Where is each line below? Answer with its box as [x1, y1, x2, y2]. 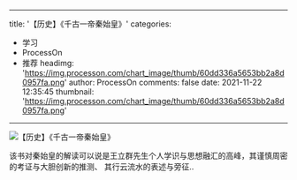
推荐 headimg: [21, 58, 75, 68]
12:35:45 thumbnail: [21, 86, 95, 97]
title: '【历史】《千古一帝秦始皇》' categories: [9, 19, 172, 29]
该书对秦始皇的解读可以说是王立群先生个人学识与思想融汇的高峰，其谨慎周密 [9, 151, 288, 161]
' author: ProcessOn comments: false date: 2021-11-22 [64, 77, 263, 87]
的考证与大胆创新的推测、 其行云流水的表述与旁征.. [9, 161, 194, 172]
